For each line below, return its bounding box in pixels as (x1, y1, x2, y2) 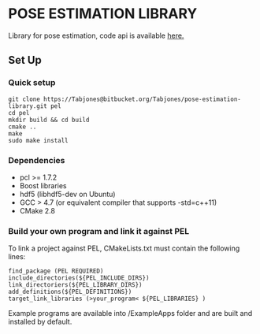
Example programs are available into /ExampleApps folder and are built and (8, 309, 253, 318)
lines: (8, 252, 26, 262)
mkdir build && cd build (8, 116, 90, 124)
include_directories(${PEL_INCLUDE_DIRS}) (8, 274, 150, 282)
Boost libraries (19, 180, 67, 190)
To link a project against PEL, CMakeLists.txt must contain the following (8, 243, 240, 253)
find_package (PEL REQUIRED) (8, 267, 104, 276)
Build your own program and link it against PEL (8, 225, 190, 236)
